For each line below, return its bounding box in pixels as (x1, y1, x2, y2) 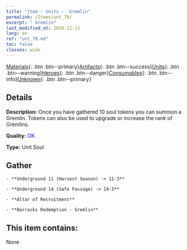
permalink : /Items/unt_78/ (6, 14, 72, 20)
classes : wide (6, 47, 41, 53)
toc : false (6, 42, 33, 48)
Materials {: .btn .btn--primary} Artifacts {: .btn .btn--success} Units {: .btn (6, 63, 179, 70)
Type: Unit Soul (6, 144, 44, 151)
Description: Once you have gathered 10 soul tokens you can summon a (6, 108, 182, 115)
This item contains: (6, 223, 78, 233)
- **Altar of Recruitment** (6, 196, 75, 203)
